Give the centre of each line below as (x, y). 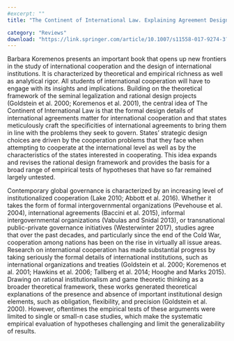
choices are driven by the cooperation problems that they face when (106, 141)
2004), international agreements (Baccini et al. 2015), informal (96, 213)
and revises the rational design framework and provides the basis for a (109, 162)
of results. (22, 331)
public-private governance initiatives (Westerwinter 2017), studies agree (111, 228)
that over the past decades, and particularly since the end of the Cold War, (114, 235)
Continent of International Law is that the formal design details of (100, 111)
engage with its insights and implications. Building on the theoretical (105, 88)
